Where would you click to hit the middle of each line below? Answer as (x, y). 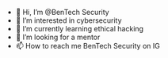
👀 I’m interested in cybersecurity (69, 20)
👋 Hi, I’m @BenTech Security (62, 12)
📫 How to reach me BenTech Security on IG (88, 46)
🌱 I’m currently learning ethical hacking (80, 29)
